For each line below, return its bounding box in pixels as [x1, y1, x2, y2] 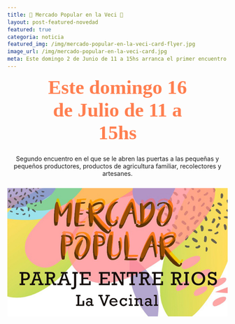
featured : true [7, 26, 52, 33]
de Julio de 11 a [52, 98, 183, 121]
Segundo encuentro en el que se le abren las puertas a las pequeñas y [15, 154, 220, 163]
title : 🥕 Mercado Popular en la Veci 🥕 [7, 11, 124, 18]
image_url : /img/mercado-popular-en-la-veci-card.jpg [7, 48, 168, 55]
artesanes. [102, 169, 133, 177]
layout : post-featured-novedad [7, 18, 99, 26]
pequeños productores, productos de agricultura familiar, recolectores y [13, 161, 222, 170]
